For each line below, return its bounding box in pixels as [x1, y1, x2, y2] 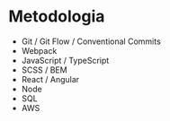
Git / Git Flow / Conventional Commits [21, 36, 161, 47]
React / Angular [21, 73, 80, 84]
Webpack [21, 45, 58, 56]
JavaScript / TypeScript [21, 55, 110, 65]
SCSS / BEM [21, 65, 68, 75]
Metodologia [8, 6, 105, 27]
